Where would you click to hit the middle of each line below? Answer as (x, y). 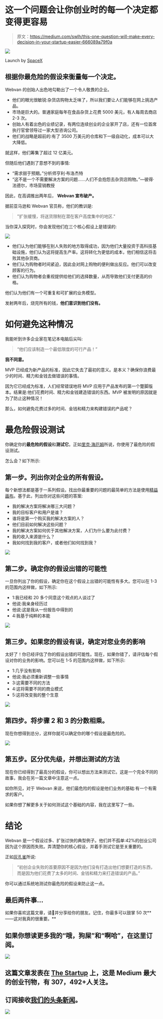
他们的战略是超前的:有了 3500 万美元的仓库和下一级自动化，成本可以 (81, 136)
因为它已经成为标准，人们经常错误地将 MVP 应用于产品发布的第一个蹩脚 (77, 386)
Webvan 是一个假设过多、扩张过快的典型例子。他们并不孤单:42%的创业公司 (81, 840)
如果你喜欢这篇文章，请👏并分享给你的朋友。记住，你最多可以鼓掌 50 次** (78, 913)
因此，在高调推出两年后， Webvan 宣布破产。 (51, 196)
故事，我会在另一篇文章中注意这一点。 (43, 778)
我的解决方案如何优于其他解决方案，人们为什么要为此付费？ (72, 531)
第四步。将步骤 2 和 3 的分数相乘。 (57, 721)
